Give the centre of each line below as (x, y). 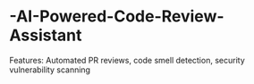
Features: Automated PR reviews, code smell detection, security (127, 60)
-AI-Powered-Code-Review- (117, 17)
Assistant (46, 35)
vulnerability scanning (50, 70)
